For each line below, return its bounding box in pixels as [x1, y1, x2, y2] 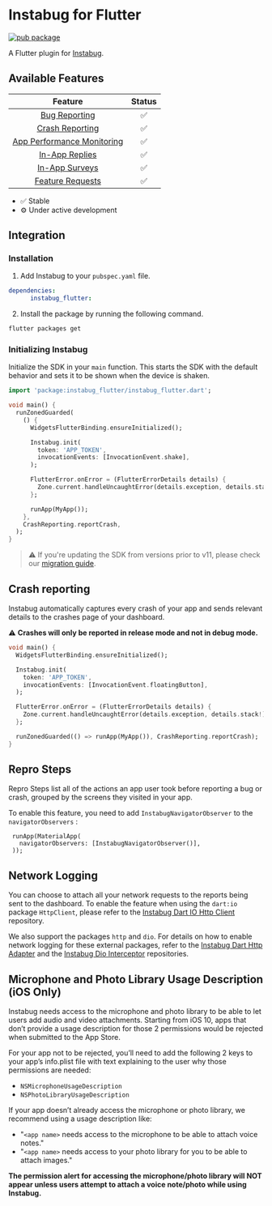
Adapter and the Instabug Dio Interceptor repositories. [8, 949, 189, 959]
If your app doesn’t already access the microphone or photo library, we [8, 1106, 245, 1115]
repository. [8, 916, 45, 926]
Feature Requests [34, 175, 101, 186]
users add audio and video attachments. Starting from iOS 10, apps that [8, 1015, 247, 1025]
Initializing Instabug [8, 343, 88, 355]
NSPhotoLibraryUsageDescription [19, 1091, 130, 1099]
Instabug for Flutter [8, 6, 142, 24]
